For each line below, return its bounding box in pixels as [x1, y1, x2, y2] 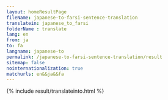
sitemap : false [6, 59, 45, 65]
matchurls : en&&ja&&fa [6, 71, 64, 77]
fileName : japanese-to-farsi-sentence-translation [6, 15, 138, 21]
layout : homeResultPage [6, 8, 67, 15]
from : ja [6, 37, 29, 43]
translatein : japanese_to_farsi [6, 20, 89, 26]
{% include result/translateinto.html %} [6, 87, 104, 95]
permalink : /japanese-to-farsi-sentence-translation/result [6, 54, 163, 60]
